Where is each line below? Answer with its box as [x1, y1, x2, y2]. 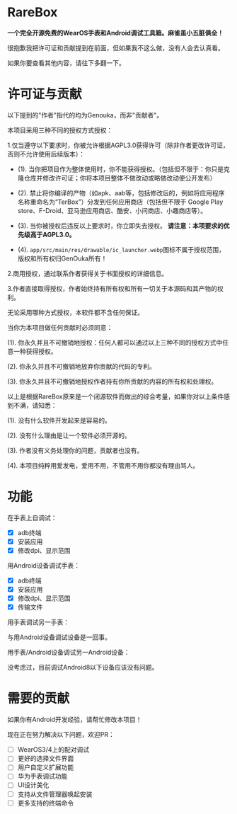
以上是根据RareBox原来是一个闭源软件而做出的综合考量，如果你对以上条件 [7, 392, 224, 401]
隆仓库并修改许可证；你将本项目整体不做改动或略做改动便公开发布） [17, 173, 216, 182]
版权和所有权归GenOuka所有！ [17, 254, 108, 263]
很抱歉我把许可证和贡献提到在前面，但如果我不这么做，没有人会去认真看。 [7, 43, 224, 52]
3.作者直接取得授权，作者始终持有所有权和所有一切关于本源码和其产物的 [7, 284, 218, 292]
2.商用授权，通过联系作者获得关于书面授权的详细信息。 [7, 269, 168, 277]
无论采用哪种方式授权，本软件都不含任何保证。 [7, 308, 144, 316]
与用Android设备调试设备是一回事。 [7, 633, 111, 641]
